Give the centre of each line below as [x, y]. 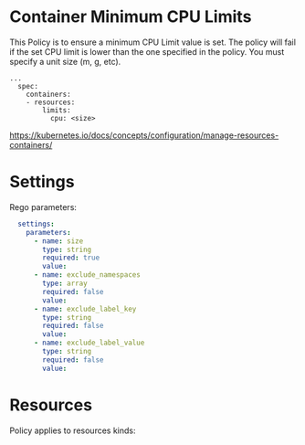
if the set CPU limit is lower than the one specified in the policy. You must [147, 51]
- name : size [58, 241]
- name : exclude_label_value [89, 343]
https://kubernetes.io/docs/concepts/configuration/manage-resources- [144, 135]
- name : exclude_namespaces [87, 275]
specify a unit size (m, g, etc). [65, 61]
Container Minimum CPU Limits [131, 17]
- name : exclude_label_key [85, 309]
